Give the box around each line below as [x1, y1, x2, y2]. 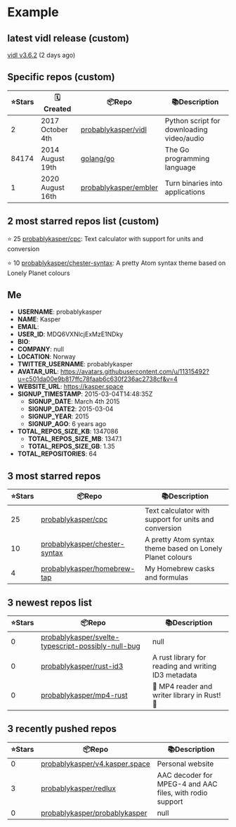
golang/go [80, 153, 114, 163]
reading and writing [152, 662, 216, 672]
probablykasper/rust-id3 [41, 662, 124, 672]
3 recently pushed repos [7, 723, 117, 735]
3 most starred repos [7, 470, 101, 482]
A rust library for [152, 653, 206, 662]
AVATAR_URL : [17, 367, 59, 376]
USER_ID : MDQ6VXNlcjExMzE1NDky [17, 330, 124, 338]
